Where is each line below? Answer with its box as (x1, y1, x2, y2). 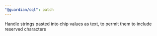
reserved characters (4, 26, 47, 32)
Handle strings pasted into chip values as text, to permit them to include (4, 21, 152, 27)
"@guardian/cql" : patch (4, 7, 54, 12)
